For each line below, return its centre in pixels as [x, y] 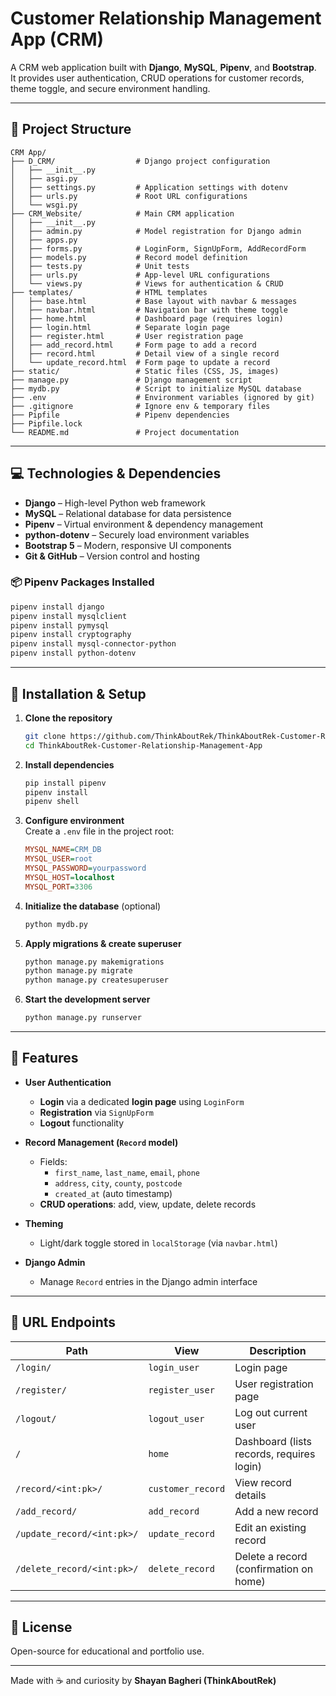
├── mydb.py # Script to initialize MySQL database [156, 388]
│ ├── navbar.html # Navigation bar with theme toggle [149, 310]
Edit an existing [270, 1527]
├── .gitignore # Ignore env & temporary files [140, 406]
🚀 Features [44, 1058]
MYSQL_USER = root [58, 859]
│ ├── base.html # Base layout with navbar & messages [154, 301]
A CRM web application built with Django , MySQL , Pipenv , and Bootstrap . [163, 67]
